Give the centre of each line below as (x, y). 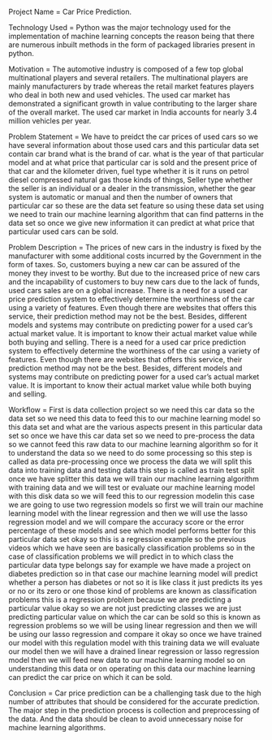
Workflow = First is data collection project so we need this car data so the (132, 410)
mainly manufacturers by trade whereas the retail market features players (131, 86)
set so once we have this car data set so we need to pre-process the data (132, 435)
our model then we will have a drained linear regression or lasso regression (134, 651)
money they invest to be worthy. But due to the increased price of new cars (134, 273)
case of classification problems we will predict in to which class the (121, 556)
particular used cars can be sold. (64, 232)
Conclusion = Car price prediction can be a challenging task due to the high (135, 693)
